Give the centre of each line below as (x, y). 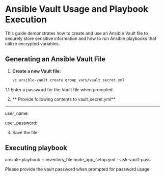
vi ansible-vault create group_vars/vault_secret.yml (68, 80)
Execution (26, 19)
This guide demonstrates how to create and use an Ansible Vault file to (77, 33)
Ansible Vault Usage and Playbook (77, 9)
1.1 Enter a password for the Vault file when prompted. (59, 89)
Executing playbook (36, 148)
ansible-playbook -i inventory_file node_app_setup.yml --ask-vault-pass (78, 160)
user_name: (17, 113)
